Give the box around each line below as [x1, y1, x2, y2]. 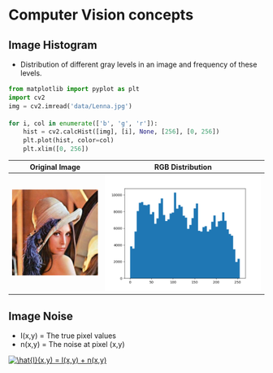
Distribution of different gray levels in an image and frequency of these [19, 59, 258, 69]
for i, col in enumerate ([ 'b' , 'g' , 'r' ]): [8, 119, 158, 128]
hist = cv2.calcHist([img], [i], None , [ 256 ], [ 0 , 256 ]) [23, 128, 220, 136]
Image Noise [8, 309, 73, 323]
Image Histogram [8, 38, 97, 52]
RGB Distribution [154, 162, 213, 171]
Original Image [29, 162, 81, 171]
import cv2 [8, 93, 45, 102]
